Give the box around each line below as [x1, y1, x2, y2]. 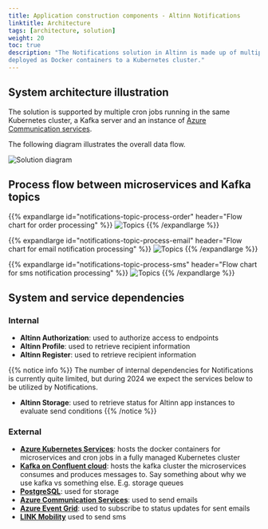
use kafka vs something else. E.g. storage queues [19, 478, 184, 488]
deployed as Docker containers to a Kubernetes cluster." [8, 57, 205, 65]
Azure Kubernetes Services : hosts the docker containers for [19, 444, 221, 454]
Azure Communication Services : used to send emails [19, 495, 198, 505]
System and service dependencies [8, 290, 185, 304]
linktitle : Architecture [8, 19, 91, 27]
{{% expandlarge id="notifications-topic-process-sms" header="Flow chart [8, 259, 258, 269]
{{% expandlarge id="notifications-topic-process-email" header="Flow [8, 235, 242, 245]
